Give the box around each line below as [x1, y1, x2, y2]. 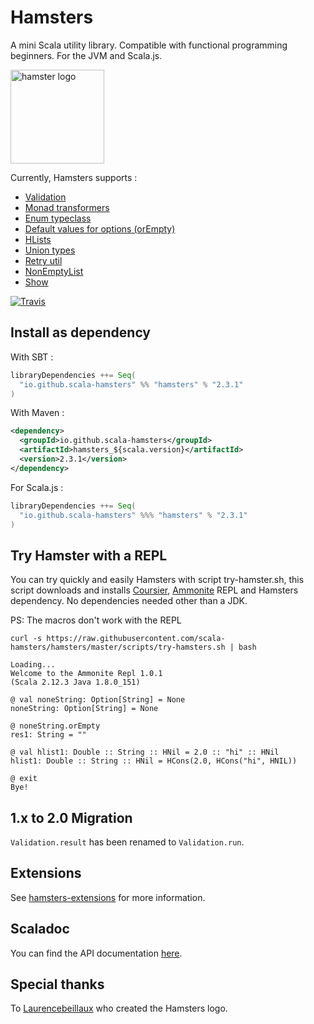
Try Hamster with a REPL [10, 547, 168, 564]
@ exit [10, 774, 38, 784]
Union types [24, 244, 76, 256]
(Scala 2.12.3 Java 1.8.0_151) [10, 677, 141, 688]
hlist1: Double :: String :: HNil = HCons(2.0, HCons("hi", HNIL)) [10, 756, 298, 766]
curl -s [10, 634, 43, 644]
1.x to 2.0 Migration [10, 809, 133, 826]
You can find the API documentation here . [10, 947, 183, 959]
